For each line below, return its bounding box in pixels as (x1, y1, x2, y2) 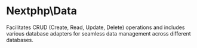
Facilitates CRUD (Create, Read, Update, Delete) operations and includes (6, 24, 185, 31)
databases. (6, 36, 34, 43)
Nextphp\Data (6, 4, 78, 18)
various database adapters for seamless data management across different (6, 30, 191, 37)
